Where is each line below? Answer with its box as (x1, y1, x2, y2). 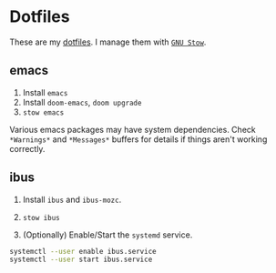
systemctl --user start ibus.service (9, 255, 153, 265)
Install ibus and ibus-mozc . (22, 194, 122, 205)
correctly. (9, 143, 46, 154)
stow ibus (22, 213, 61, 222)
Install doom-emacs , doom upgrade (22, 96, 142, 107)
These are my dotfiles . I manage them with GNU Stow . (9, 36, 207, 47)
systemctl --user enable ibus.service (9, 247, 157, 256)
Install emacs (22, 86, 68, 97)
